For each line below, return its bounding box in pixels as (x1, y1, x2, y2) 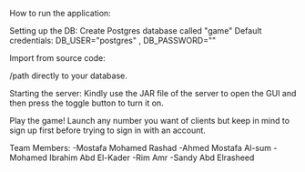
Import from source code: (9, 53, 107, 63)
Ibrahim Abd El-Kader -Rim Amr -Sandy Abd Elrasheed (49, 152, 255, 163)
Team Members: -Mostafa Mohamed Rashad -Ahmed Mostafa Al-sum (9, 143, 271, 153)
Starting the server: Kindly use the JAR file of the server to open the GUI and (9, 88, 297, 98)
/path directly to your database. (9, 70, 127, 81)
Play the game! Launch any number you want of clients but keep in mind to (9, 116, 290, 126)
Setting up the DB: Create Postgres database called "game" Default (9, 25, 262, 35)
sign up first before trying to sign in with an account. (9, 125, 207, 136)
